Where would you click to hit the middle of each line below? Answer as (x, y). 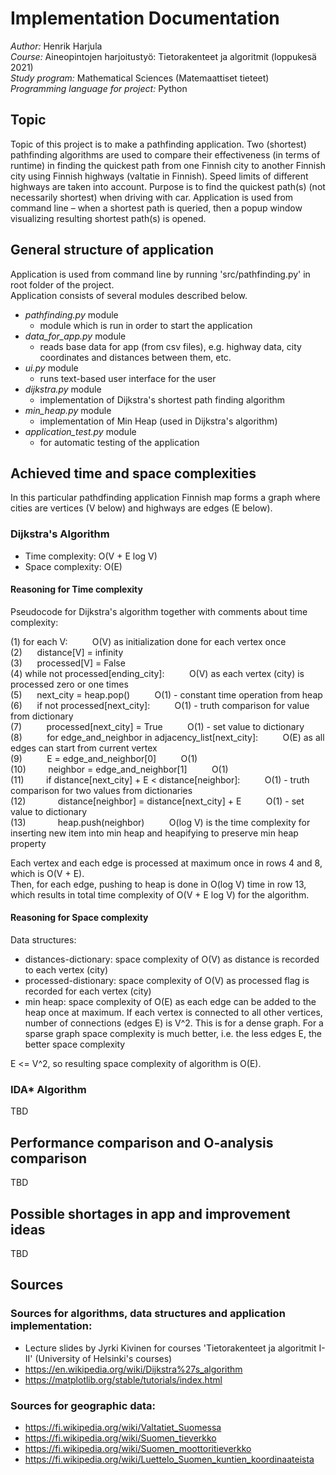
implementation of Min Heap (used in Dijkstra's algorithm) (158, 421)
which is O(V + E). (47, 873)
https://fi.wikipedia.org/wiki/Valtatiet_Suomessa (123, 1427)
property (28, 843)
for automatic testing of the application (119, 442)
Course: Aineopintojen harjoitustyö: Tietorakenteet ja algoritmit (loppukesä (163, 56)
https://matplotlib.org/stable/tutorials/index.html (123, 1379)
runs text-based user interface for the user (128, 378)
